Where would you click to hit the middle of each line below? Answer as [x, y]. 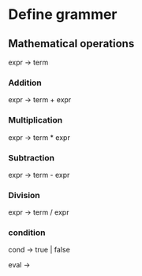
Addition [25, 83]
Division [24, 195]
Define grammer [63, 15]
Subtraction [32, 157]
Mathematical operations [71, 44]
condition [27, 233]
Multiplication [35, 120]
